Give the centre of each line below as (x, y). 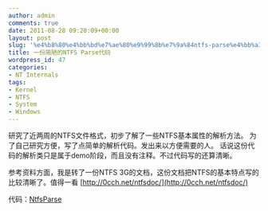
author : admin (32, 16)
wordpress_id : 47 (37, 61)
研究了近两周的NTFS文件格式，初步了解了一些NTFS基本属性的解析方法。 (128, 135)
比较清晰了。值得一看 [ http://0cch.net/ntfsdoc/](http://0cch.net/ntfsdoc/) (128, 182)
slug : (17, 45)
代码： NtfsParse (35, 199)
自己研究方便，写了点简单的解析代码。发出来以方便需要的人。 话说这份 (131, 145)
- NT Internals (33, 75)
